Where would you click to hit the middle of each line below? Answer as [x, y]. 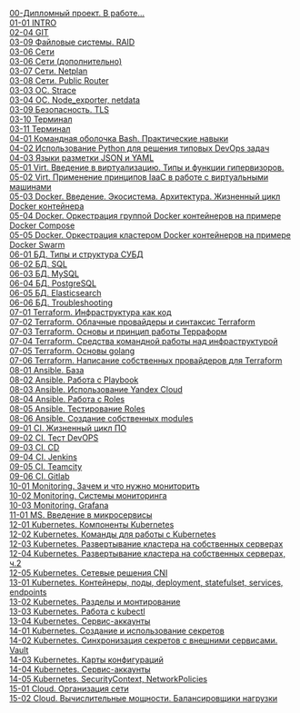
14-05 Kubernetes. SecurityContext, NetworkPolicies [108, 679]
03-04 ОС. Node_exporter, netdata [75, 100]
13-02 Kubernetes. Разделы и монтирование [95, 602]
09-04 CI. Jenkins [43, 457]
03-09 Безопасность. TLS [60, 109]
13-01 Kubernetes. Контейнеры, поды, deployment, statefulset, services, [146, 582]
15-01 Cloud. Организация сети [69, 688]
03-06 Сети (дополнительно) [66, 61]
